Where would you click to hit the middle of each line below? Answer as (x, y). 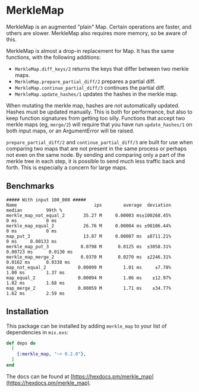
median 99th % (34, 210)
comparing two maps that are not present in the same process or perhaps (97, 148)
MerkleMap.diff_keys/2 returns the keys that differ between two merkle (102, 68)
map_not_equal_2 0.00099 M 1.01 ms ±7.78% (89, 267)
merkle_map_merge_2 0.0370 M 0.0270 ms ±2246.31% (89, 257)
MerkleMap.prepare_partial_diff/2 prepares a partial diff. (85, 81)
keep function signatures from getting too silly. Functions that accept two (96, 118)
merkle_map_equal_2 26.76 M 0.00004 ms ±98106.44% (89, 226)
